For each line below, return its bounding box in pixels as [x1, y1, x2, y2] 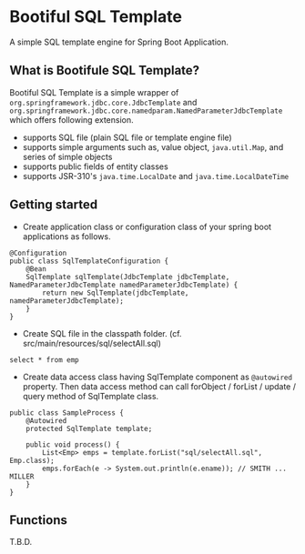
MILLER [9, 471, 35, 481]
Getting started [9, 197, 98, 213]
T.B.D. [9, 537, 33, 548]
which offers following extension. [9, 114, 134, 125]
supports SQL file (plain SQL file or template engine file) [22, 132, 232, 143]
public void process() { [25, 439, 120, 449]
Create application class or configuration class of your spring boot [22, 221, 271, 232]
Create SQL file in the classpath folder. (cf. [22, 327, 182, 338]
